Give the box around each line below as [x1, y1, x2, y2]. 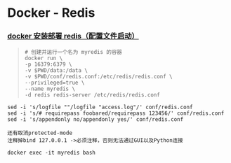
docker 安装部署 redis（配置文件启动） [7, 31, 139, 41]
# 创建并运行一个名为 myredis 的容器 [24, 49, 123, 56]
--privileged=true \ [24, 79, 85, 87]
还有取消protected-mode [7, 129, 72, 137]
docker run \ [24, 55, 63, 62]
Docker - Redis [7, 5, 95, 21]
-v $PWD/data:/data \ [24, 67, 88, 74]
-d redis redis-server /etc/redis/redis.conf [24, 92, 160, 99]
